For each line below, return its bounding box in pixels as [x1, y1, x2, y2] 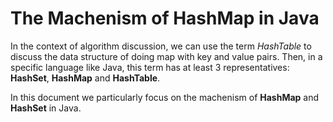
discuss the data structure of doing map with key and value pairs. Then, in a [10, 50, 323, 62]
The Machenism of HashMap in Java [10, 7, 320, 30]
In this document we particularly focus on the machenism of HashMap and [10, 91, 320, 103]
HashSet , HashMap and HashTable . [10, 72, 161, 84]
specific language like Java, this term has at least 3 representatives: [10, 61, 290, 73]
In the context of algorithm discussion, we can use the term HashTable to [10, 40, 312, 52]
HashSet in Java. [10, 102, 82, 114]
